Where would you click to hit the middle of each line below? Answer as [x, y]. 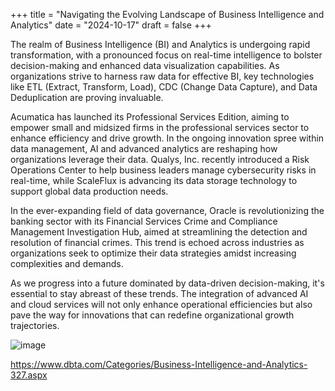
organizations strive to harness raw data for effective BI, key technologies [162, 76]
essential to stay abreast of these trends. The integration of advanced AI [159, 293]
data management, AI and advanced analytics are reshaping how [144, 148]
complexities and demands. [67, 263]
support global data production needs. [89, 191]
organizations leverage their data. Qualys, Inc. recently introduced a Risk [160, 159]
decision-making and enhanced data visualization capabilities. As [145, 65]
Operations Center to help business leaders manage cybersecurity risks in [163, 170]
